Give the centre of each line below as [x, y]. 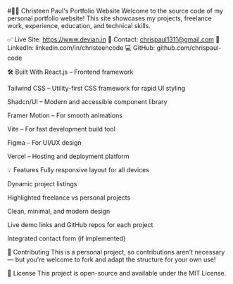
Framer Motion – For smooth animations [65, 115]
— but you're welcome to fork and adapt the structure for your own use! [112, 259]
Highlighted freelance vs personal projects [69, 198]
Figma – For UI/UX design [45, 143]
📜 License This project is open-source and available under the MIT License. [117, 273]
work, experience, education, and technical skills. [79, 26]
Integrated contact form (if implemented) [67, 238]
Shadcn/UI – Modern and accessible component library [87, 102]
